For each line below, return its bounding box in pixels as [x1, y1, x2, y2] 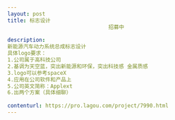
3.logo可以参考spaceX [7, 69, 67, 76]
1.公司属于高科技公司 [7, 56, 61, 64]
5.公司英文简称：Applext [7, 83, 73, 90]
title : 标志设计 [7, 17, 51, 24]
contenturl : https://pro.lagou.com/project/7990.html [7, 102, 169, 109]
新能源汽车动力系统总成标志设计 [7, 43, 87, 50]
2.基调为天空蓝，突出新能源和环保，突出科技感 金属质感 [7, 63, 148, 70]
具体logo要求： [7, 50, 47, 57]
